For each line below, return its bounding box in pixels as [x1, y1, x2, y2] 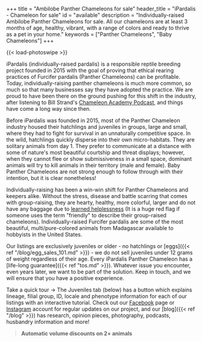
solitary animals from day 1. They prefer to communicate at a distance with [6, 143, 192, 149]
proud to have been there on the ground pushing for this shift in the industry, [6, 93, 197, 99]
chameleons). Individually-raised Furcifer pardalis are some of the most [6, 218, 184, 225]
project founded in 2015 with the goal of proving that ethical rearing [6, 67, 174, 74]
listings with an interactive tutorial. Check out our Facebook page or [6, 299, 175, 306]
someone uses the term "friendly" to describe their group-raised [6, 212, 167, 219]
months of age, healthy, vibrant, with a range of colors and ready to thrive [6, 24, 190, 31]
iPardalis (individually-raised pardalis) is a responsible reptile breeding [6, 60, 181, 67]
